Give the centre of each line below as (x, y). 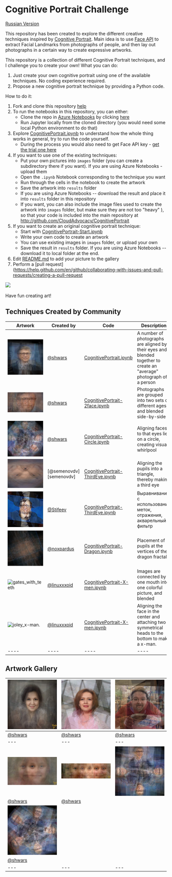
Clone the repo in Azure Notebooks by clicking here (75, 117)
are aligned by (152, 344)
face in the (148, 611)
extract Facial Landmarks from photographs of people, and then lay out (81, 44)
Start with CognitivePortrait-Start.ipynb (61, 231)
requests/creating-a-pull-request (48, 275)
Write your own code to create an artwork (64, 237)
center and (148, 616)
